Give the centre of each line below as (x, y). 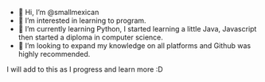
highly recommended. (54, 54)
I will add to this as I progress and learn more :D (85, 69)
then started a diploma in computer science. (91, 37)
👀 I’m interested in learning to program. (82, 20)
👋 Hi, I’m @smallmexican (58, 12)
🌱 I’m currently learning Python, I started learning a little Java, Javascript (137, 29)
